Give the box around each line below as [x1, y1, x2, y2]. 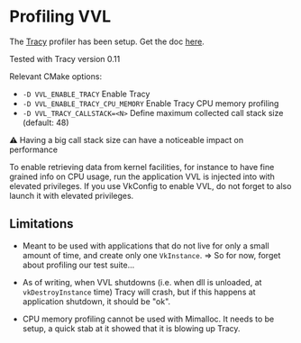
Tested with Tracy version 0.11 [9, 53, 121, 64]
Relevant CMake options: [9, 70, 102, 82]
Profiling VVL [9, 6, 111, 27]
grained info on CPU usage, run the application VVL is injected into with [9, 171, 275, 182]
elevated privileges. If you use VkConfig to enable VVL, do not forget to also [9, 180, 292, 191]
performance [9, 144, 59, 155]
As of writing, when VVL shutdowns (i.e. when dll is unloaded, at [22, 276, 262, 287]
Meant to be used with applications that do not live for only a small [22, 240, 269, 251]
